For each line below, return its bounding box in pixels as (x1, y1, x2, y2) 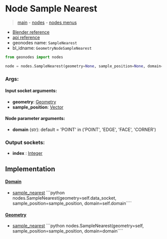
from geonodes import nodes (5, 54, 64, 60)
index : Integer (12, 150, 43, 156)
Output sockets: (5, 139, 45, 146)
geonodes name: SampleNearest (12, 39, 78, 45)
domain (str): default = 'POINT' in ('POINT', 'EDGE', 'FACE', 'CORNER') (12, 126, 157, 132)
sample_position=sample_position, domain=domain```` (12, 228, 123, 234)
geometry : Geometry (12, 99, 56, 105)
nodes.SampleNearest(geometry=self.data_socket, (12, 195, 117, 201)
